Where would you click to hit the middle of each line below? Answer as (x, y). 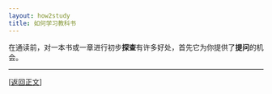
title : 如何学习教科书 (42, 23)
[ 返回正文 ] (25, 82)
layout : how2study (39, 16)
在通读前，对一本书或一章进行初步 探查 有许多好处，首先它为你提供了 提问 (129, 47)
